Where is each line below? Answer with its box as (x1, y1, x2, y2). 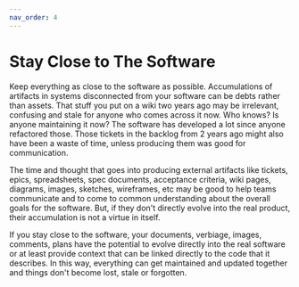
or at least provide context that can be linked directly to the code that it (9, 248, 270, 258)
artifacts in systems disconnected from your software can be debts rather (9, 90, 281, 101)
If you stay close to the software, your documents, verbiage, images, (9, 229, 262, 240)
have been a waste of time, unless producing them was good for (9, 137, 246, 148)
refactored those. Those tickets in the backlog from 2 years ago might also (9, 128, 284, 139)
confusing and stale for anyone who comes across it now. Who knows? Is (9, 109, 279, 120)
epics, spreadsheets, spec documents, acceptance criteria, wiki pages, (9, 174, 271, 184)
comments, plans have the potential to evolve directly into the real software (9, 238, 286, 250)
